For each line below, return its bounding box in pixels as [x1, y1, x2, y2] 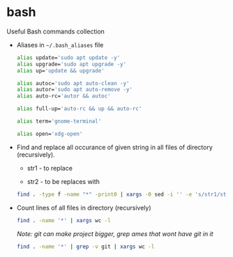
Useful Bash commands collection [6, 27, 105, 36]
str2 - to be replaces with [27, 177, 100, 185]
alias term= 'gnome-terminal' [16, 118, 102, 125]
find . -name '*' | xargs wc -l [16, 217, 111, 224]
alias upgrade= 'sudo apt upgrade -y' [16, 61, 127, 68]
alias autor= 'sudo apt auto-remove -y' [16, 86, 133, 93]
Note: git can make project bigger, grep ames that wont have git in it [16, 229, 213, 237]
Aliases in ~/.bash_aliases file [16, 40, 104, 49]
